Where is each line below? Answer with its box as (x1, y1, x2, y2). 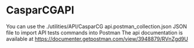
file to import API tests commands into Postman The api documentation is (6, 29, 183, 36)
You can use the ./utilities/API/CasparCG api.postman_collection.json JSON (6, 23, 187, 30)
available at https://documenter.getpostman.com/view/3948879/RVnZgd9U (6, 35, 188, 42)
